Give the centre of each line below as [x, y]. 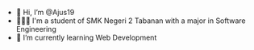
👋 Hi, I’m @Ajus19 [45, 12]
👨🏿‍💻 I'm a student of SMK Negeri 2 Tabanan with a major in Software [131, 21]
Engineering [36, 29]
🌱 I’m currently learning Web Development [86, 37]
